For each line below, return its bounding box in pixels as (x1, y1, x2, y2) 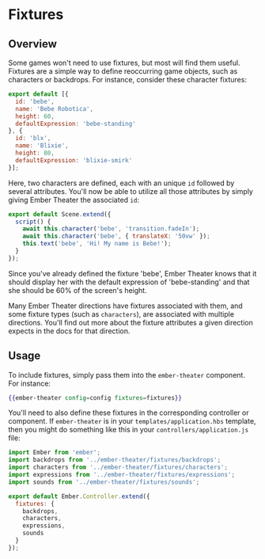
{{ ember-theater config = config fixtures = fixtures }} (8, 394, 182, 401)
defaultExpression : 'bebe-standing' (15, 120, 136, 127)
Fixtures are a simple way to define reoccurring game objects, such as (8, 67, 238, 76)
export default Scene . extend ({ (8, 210, 112, 219)
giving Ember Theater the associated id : (8, 195, 140, 204)
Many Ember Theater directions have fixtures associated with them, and (8, 301, 243, 310)
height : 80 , (15, 149, 55, 157)
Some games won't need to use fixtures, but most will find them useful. (8, 58, 240, 67)
